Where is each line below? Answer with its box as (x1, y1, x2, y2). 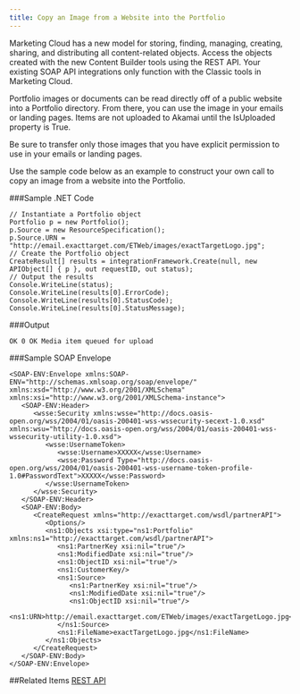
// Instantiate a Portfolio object (9, 209, 142, 219)
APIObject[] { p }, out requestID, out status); (9, 265, 194, 274)
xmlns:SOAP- (85, 369, 129, 378)
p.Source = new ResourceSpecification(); (9, 225, 166, 234)
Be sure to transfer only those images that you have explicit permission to (9, 139, 279, 149)
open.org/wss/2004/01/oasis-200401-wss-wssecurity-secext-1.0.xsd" (9, 417, 266, 426)
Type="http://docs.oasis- (117, 455, 214, 465)
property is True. (9, 122, 71, 132)
